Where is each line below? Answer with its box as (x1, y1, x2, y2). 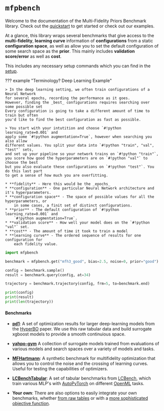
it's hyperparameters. (5, 190, 51, 195)
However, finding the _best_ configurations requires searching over (5, 100, 150, 105)
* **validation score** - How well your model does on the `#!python (5, 220, 150, 225)
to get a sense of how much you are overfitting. (5, 173, 109, 178)
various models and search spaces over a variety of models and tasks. (12, 346, 155, 352)
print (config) (5, 290, 34, 295)
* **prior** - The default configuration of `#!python (5, 207, 119, 212)
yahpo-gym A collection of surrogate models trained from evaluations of (12, 341, 160, 347)
